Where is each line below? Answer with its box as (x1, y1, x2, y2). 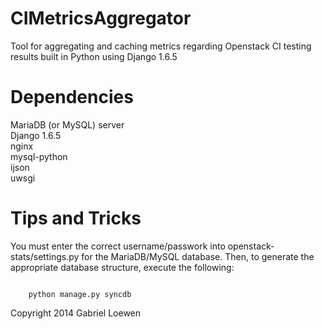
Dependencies (10, 86, 134, 109)
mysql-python (10, 150, 68, 162)
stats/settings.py (10, 250, 80, 262)
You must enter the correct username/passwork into (10, 240, 226, 252)
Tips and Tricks (10, 207, 142, 230)
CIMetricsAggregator (10, 7, 192, 30)
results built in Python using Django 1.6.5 (10, 50, 178, 62)
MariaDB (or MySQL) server (10, 118, 125, 131)
